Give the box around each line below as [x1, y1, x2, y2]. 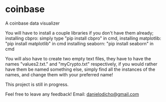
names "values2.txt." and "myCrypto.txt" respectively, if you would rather [5, 61, 157, 67]
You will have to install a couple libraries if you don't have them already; [5, 30, 154, 36]
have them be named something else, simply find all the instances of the [5, 66, 155, 72]
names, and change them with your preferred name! [5, 71, 113, 77]
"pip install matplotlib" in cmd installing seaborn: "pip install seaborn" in [5, 40, 154, 46]
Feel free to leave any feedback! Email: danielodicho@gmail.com [5, 91, 139, 97]
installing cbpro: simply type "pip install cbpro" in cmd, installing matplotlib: [5, 35, 161, 41]
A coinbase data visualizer [5, 20, 60, 26]
